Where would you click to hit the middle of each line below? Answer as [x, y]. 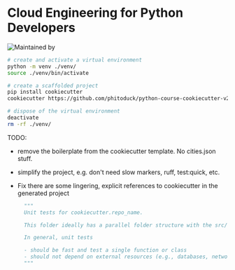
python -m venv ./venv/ [42, 66]
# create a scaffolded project [53, 85]
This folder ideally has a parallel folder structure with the [118, 225]
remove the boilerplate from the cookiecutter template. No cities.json [116, 151]
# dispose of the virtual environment [64, 111]
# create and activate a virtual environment [74, 60]
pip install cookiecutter [45, 92]
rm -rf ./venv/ [29, 124]
